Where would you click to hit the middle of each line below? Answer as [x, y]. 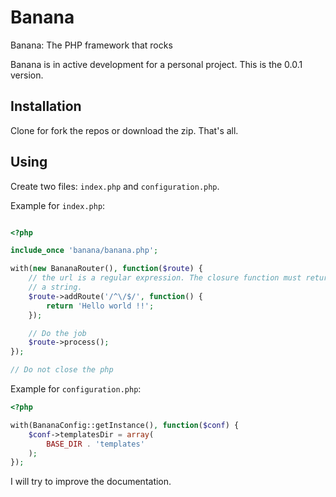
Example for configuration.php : [76, 389]
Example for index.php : [58, 205]
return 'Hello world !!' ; [100, 306]
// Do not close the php [62, 370]
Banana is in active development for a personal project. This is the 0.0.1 [156, 64]
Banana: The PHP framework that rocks [91, 45]
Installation [46, 106]
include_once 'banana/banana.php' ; [84, 251]
